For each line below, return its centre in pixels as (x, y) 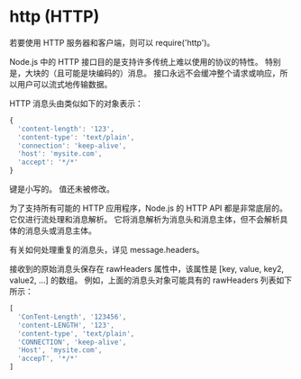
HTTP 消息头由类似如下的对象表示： (77, 103)
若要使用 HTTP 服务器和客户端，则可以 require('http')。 (112, 42)
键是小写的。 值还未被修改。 (62, 189)
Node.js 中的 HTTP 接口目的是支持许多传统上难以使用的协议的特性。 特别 (145, 61)
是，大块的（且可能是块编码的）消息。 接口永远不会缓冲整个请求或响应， (145, 73)
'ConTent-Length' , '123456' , (72, 317)
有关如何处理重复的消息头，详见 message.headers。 (107, 250)
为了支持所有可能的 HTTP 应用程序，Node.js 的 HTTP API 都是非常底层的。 (149, 208)
